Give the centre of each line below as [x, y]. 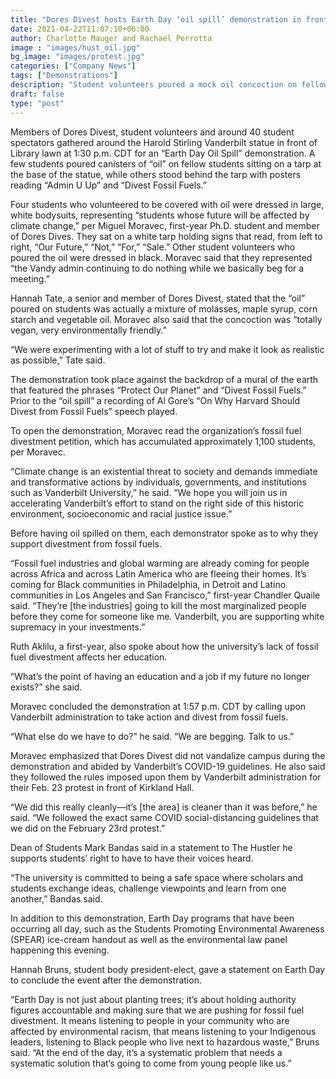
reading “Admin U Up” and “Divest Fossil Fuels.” [108, 185]
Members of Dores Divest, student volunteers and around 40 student [152, 132]
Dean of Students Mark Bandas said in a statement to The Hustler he [151, 847]
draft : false [37, 94]
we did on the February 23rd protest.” [88, 828]
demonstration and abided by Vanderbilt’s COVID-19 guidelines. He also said [168, 766]
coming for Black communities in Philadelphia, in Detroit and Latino [148, 584]
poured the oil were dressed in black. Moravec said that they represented [161, 257]
